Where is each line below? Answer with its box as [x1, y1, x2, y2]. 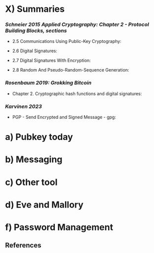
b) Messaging [5, 154, 63, 165]
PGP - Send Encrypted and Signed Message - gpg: [12, 114, 116, 120]
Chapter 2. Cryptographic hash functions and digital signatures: [12, 90, 142, 97]
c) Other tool [5, 177, 58, 188]
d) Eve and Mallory [5, 199, 84, 210]
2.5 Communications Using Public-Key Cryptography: [12, 38, 122, 44]
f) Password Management [5, 222, 114, 233]
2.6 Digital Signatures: [12, 48, 58, 54]
